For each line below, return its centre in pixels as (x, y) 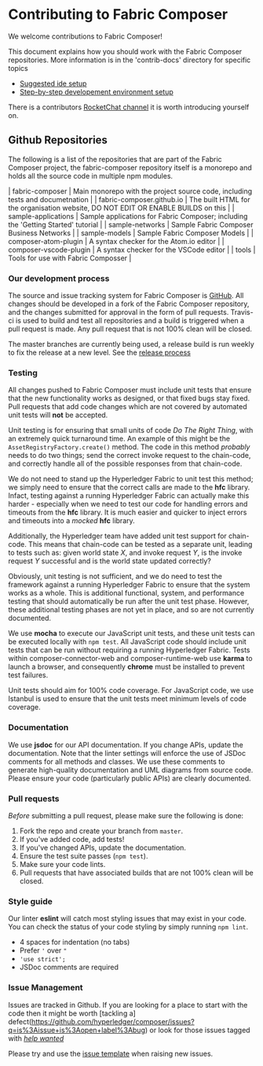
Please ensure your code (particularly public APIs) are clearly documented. (130, 778)
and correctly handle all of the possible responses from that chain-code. (125, 464)
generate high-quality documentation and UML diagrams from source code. (131, 769)
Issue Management (46, 987)
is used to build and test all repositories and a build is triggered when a (130, 321)
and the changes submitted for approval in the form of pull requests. (119, 312)
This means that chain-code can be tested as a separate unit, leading (141, 544)
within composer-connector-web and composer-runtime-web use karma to (130, 658)
